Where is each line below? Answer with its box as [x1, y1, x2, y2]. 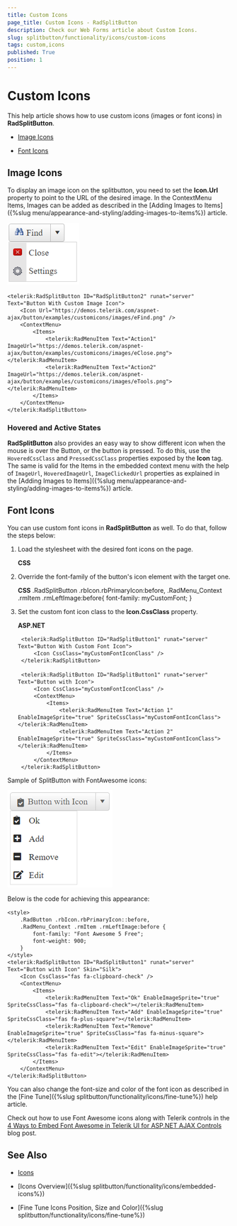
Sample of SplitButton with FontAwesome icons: [7, 776, 147, 784]
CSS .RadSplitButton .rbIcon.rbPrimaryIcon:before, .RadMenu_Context [17, 586, 223, 594]
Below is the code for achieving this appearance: [7, 894, 150, 903]
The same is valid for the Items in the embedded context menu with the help [7, 461, 230, 470]
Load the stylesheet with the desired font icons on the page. [17, 544, 193, 553]
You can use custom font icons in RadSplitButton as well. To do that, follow [7, 523, 227, 532]
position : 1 [7, 57, 42, 64]
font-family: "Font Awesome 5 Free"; [33, 930, 144, 937]
